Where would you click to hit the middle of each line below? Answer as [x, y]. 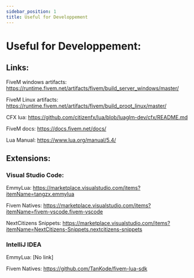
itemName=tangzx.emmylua [40, 194]
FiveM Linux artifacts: [32, 99]
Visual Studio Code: [35, 175]
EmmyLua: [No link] [30, 257]
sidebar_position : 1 [31, 11]
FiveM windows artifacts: [36, 82]
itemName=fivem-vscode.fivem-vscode [55, 212]
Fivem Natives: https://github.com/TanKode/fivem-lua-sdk [77, 269]
